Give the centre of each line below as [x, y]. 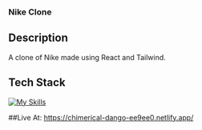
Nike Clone [30, 12]
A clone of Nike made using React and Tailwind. [87, 57]
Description [38, 38]
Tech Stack [37, 83]
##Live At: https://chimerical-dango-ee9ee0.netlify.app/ [101, 117]
